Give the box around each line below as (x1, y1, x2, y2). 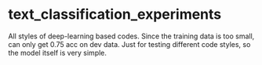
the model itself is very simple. (8, 48, 107, 57)
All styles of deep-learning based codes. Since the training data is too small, (8, 31, 255, 41)
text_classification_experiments (8, 5, 222, 23)
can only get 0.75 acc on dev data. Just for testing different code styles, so (8, 39, 251, 49)
